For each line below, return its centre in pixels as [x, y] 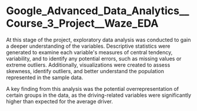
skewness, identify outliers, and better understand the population [85, 71]
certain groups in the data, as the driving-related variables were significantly [99, 95]
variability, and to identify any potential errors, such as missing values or [94, 58]
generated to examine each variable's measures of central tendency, [89, 52]
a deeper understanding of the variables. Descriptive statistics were [88, 46]
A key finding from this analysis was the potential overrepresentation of [93, 89]
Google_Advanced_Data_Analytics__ [98, 11]
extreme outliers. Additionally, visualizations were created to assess [88, 65]
